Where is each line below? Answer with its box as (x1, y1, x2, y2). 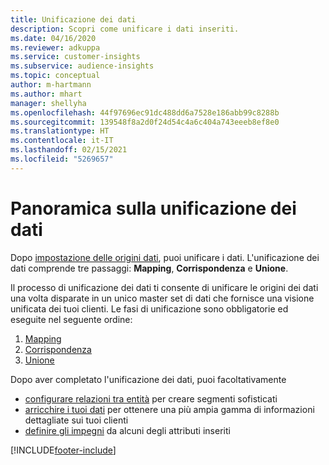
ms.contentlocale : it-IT (10, 136, 114, 146)
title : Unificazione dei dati (10, 14, 137, 25)
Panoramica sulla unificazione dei (10, 197, 297, 220)
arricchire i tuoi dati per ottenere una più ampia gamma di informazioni (24, 403, 315, 415)
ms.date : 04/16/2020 (10, 33, 97, 43)
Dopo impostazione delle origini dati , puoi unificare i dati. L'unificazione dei (10, 251, 320, 263)
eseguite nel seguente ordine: (10, 313, 133, 325)
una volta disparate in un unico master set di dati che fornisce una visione (10, 292, 315, 304)
